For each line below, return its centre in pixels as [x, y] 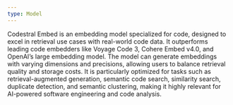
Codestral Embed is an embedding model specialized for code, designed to [117, 34]
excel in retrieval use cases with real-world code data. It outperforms [108, 41]
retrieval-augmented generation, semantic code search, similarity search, [114, 79]
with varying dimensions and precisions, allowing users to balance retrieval [116, 63]
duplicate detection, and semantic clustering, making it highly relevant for [114, 86]
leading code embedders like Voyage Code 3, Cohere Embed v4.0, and [110, 49]
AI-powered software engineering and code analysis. [85, 94]
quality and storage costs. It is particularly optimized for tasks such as [109, 71]
